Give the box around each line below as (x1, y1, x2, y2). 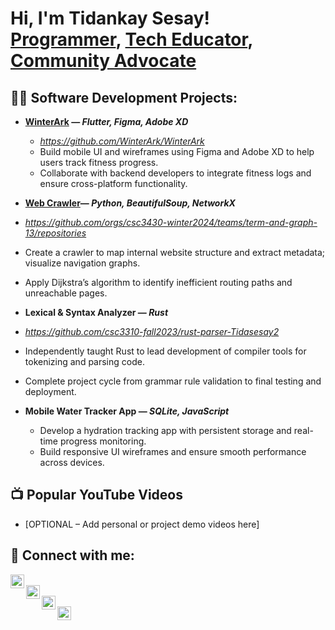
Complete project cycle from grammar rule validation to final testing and (24, 375, 322, 387)
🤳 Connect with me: (10, 547, 135, 564)
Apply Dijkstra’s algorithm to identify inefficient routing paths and (24, 277, 293, 288)
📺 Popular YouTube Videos (10, 487, 183, 504)
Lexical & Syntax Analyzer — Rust (24, 307, 169, 318)
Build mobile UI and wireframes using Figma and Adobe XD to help (39, 146, 315, 157)
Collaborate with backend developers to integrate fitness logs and (39, 167, 312, 179)
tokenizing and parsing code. (24, 356, 145, 367)
